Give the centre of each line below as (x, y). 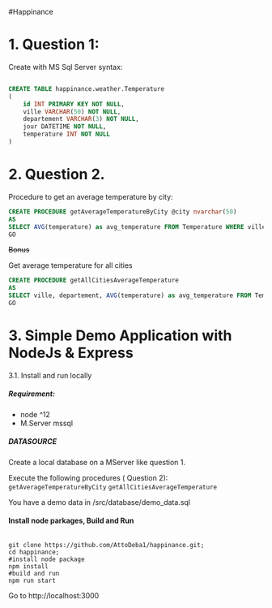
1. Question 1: (54, 45)
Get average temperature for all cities (70, 265)
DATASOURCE (33, 442)
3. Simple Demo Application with (120, 336)
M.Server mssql (47, 423)
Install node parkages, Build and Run (71, 521)
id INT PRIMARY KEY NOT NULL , (74, 104)
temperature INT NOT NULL (67, 134)
